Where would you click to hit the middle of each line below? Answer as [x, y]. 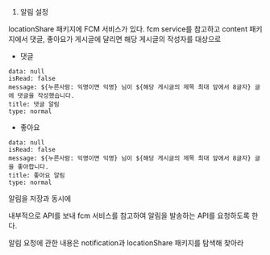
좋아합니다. [33, 167]
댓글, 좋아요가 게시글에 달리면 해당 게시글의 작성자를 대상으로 [125, 39]
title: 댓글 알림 [34, 104]
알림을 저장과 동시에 [39, 199]
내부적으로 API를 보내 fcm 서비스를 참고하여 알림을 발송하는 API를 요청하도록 [129, 215]
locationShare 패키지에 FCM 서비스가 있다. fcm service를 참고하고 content [128, 29]
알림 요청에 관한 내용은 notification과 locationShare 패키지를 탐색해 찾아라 [126, 243]
